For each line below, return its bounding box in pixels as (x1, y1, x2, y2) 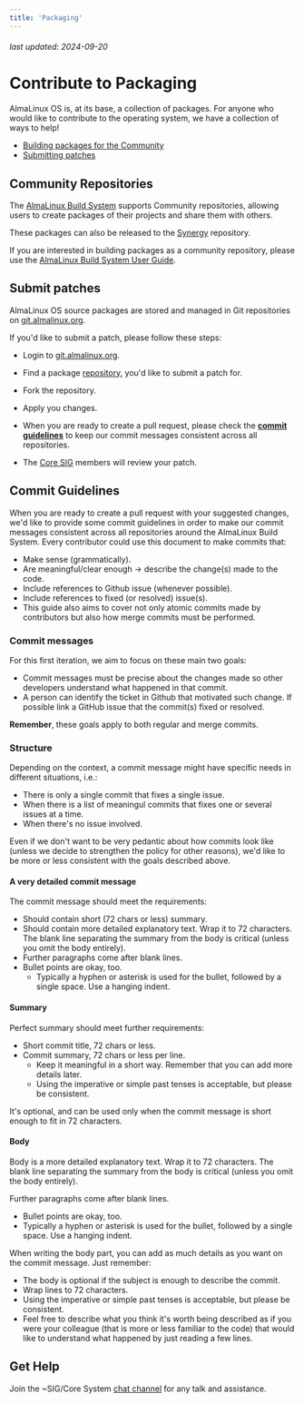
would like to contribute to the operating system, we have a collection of (9, 113, 279, 123)
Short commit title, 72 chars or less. (22, 1040, 156, 1051)
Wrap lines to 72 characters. (22, 1284, 129, 1295)
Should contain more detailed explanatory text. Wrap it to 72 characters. (22, 923, 292, 935)
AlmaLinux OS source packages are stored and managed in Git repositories (9, 305, 290, 316)
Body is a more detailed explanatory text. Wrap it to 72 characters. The (9, 1156, 274, 1167)
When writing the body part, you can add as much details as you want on (9, 1247, 283, 1258)
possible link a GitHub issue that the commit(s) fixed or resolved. (22, 701, 265, 712)
